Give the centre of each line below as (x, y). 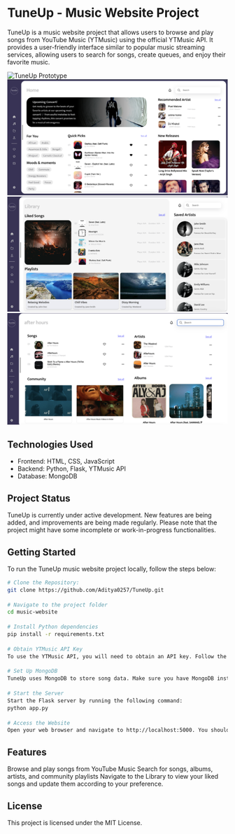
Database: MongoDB (47, 476)
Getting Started (42, 552)
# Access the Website (39, 723)
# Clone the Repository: (43, 583)
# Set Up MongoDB (33, 671)
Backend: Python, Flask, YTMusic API (72, 469)
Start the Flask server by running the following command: (95, 701)
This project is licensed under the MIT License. (75, 822)
